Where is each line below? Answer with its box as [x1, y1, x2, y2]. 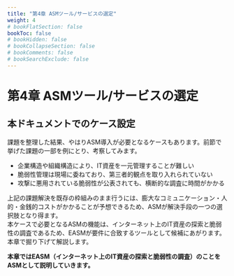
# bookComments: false [7, 50, 73, 57]
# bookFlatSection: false [7, 23, 82, 30]
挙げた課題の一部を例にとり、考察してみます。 [7, 146, 141, 154]
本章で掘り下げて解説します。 [7, 237, 93, 245]
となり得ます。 [19, 211, 62, 219]
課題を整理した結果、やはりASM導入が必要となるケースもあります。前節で [7, 138, 222, 146]
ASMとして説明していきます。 [7, 261, 94, 269]
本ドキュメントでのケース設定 [7, 118, 136, 130]
